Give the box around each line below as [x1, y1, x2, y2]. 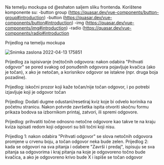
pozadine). [5, 75, 27, 80]
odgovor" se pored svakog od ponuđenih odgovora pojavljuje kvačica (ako [5, 64, 156, 70]
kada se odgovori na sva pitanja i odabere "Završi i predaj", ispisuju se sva [5, 144, 155, 149]
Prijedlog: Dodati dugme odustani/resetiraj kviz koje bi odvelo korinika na [5, 99, 152, 105]
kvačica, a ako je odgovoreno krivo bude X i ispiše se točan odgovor [5, 154, 143, 160]
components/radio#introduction [5, 30, 70, 36]
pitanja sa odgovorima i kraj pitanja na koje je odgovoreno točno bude [5, 149, 146, 155]
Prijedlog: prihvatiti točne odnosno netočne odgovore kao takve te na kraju [5, 119, 156, 124]
